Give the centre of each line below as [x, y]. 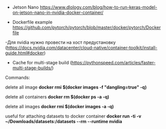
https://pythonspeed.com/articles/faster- [114, 63]
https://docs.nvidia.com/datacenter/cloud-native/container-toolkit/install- [82, 48]
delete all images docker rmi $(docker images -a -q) [60, 106]
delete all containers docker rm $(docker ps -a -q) [57, 97]
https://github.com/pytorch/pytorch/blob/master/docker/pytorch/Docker [86, 27]
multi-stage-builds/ [32, 68]
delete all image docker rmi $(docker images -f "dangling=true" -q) [76, 87]
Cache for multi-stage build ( [42, 63]
